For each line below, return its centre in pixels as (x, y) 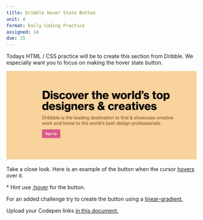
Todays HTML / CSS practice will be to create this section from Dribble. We (100, 56)
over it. (15, 176)
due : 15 (16, 38)
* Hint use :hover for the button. (46, 187)
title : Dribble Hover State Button (51, 13)
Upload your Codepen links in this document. (63, 211)
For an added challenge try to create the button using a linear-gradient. (95, 199)
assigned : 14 (23, 32)
